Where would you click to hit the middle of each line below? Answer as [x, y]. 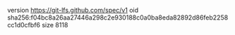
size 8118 [55, 25]
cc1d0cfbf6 [24, 25]
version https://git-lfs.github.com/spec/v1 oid [73, 10]
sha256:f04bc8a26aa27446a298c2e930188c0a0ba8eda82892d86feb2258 [118, 17]
